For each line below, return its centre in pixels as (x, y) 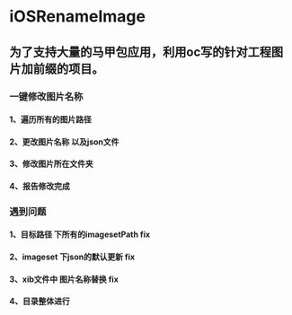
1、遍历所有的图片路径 (51, 119)
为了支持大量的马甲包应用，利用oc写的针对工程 (141, 52)
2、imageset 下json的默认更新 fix (72, 257)
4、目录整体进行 (40, 302)
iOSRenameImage (78, 17)
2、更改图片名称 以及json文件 (64, 142)
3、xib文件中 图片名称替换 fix (64, 279)
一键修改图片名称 (46, 96)
